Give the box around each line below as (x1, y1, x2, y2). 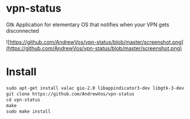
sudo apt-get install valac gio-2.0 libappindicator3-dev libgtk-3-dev (6, 85, 184, 91)
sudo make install (6, 108, 51, 114)
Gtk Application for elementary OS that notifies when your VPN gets (6, 21, 170, 28)
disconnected (6, 27, 39, 34)
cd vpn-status (6, 97, 41, 103)
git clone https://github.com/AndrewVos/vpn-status (6, 91, 134, 97)
